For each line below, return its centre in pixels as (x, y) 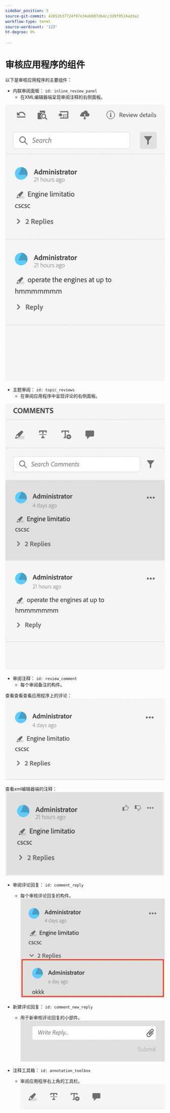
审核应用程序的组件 (45, 65)
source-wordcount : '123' (31, 27)
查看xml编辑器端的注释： (31, 789)
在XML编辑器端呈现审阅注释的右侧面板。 (62, 97)
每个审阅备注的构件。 (42, 685)
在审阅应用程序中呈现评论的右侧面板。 (60, 396)
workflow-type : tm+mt (28, 21)
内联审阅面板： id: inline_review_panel (55, 90)
